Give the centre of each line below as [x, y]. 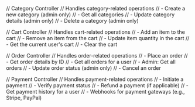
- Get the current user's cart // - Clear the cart [62, 44]
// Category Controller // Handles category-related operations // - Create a [96, 8]
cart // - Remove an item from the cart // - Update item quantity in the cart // [98, 38]
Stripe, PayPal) [24, 98]
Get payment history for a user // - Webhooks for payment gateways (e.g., [96, 92]
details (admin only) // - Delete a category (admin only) [72, 21]
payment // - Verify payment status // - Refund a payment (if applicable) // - [97, 85]
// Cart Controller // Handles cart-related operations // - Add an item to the [96, 32]
